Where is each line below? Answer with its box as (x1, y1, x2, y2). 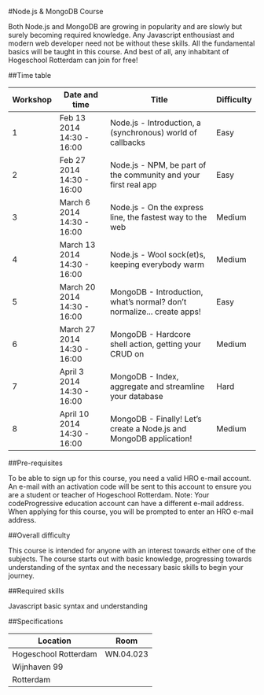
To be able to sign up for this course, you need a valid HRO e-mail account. (8, 474, 251, 482)
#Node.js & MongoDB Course (8, 7, 104, 16)
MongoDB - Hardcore (109, 329, 191, 339)
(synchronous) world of (109, 128, 198, 138)
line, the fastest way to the (109, 212, 207, 223)
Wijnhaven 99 (12, 661, 64, 672)
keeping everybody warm (109, 259, 204, 270)
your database (109, 391, 163, 401)
